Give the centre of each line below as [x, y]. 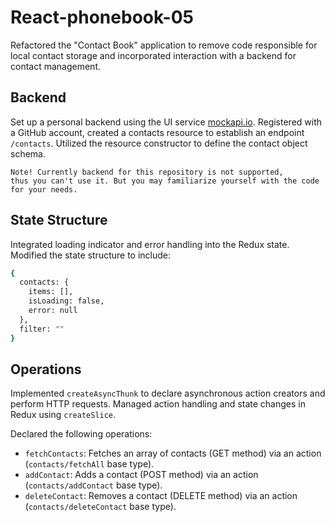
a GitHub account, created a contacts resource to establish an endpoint [157, 132]
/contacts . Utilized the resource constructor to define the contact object [159, 143]
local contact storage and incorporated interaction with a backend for [153, 55]
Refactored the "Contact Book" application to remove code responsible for [164, 45]
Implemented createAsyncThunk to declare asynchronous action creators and [168, 393]
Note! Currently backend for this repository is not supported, [147, 172]
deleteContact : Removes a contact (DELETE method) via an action [161, 496]
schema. [28, 153]
